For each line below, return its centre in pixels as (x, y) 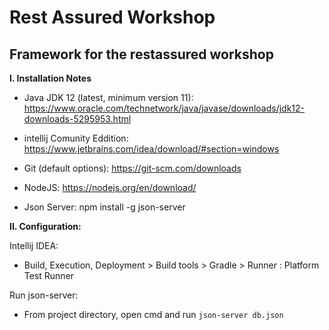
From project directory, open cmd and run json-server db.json (153, 314)
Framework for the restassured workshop (141, 54)
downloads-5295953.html (77, 119)
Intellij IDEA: (34, 245)
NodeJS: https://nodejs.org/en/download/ (110, 187)
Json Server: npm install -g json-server (104, 207)
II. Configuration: (45, 226)
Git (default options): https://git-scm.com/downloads (132, 168)
